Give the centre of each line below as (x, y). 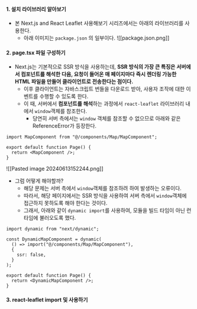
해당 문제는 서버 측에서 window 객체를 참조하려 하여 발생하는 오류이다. (102, 188)
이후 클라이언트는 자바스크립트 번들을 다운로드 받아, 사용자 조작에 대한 (104, 89)
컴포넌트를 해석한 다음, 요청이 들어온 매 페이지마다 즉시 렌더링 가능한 (98, 74)
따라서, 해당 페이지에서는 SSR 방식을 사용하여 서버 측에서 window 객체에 (105, 196)
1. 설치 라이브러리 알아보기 (36, 9)
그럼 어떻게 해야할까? (39, 181)
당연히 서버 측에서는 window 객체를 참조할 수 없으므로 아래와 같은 (106, 119)
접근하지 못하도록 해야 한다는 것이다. (65, 203)
